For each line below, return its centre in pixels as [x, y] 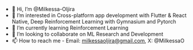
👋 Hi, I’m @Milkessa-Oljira [43, 9]
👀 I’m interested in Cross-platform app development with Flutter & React [99, 15]
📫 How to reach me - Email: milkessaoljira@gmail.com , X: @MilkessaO [98, 41]
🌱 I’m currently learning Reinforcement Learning [70, 28]
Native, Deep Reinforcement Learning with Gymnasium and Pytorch [94, 21]
